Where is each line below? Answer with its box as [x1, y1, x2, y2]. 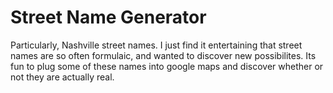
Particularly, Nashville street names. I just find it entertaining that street [10, 39, 303, 51]
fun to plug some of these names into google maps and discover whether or [10, 60, 324, 72]
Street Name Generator [10, 6, 207, 29]
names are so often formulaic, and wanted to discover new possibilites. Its [10, 49, 317, 61]
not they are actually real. [10, 71, 115, 83]
